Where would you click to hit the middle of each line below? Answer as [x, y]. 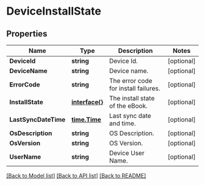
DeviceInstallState [54, 11]
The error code [131, 81]
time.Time [86, 120]
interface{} [87, 102]
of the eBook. [128, 106]
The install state [132, 98]
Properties [27, 34]
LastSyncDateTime [38, 120]
